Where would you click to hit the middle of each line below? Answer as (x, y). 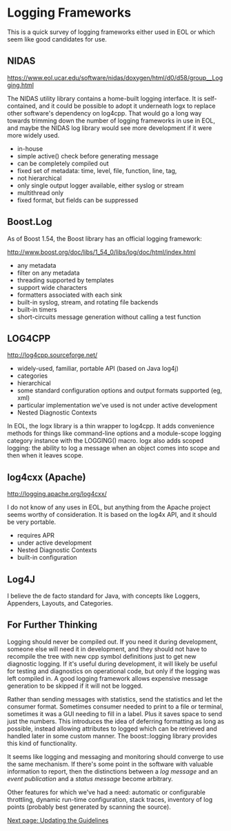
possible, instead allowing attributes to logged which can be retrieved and (112, 729)
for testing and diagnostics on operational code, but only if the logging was (114, 671)
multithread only (40, 192)
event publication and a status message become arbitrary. (90, 778)
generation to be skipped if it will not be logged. (75, 686)
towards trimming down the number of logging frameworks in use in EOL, (111, 120)
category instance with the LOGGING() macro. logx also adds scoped (106, 441)
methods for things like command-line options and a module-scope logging (114, 433)
